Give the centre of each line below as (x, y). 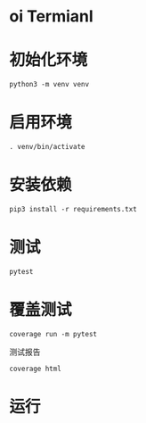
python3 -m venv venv (49, 85)
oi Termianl (51, 17)
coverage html (36, 369)
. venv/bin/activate (48, 147)
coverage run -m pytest (53, 334)
